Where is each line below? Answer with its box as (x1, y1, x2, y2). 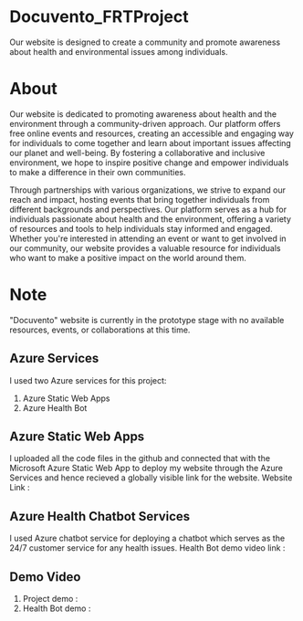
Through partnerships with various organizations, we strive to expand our (9, 184, 286, 195)
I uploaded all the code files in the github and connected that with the (9, 453, 271, 464)
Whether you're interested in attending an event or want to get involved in (9, 233, 287, 244)
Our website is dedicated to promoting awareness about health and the (9, 108, 277, 120)
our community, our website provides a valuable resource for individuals (9, 242, 281, 253)
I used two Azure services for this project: (9, 374, 167, 385)
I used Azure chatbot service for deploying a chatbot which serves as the (9, 532, 286, 544)
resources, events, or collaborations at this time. (9, 324, 191, 335)
